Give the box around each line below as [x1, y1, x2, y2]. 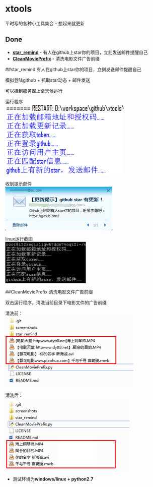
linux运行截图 [5, 235, 33, 242]
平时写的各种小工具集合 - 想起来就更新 [5, 20, 85, 26]
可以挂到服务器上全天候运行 [5, 88, 63, 94]
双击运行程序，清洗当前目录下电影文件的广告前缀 [5, 299, 107, 306]
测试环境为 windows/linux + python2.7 [12, 476, 94, 482]
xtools [5, 3, 32, 15]
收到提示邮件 [5, 180, 32, 187]
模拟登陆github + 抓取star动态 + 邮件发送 [5, 77, 91, 83]
